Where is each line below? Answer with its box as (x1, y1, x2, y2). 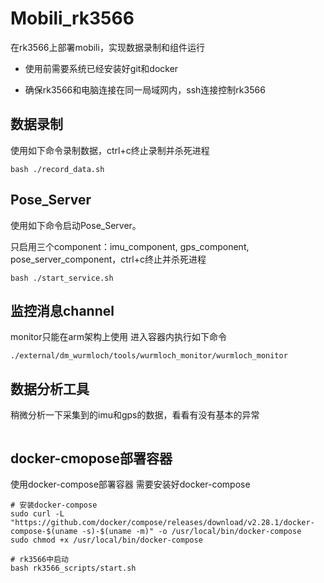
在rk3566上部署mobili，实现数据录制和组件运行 (10, 41, 205, 53)
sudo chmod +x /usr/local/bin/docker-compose (10, 535, 203, 545)
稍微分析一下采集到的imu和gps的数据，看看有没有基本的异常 (10, 409, 260, 421)
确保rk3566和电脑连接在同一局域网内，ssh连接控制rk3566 (24, 83, 266, 96)
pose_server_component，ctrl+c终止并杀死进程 (10, 253, 207, 265)
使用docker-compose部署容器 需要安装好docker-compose (10, 478, 251, 490)
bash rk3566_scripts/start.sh (10, 563, 137, 573)
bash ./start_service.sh (10, 273, 114, 283)
